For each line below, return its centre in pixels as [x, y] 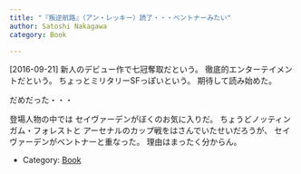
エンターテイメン [261, 70]
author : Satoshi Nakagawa [58, 26]
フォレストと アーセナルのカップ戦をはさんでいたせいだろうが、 [153, 130]
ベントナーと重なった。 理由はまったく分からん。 [149, 142]
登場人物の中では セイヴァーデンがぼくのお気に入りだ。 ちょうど [131, 120]
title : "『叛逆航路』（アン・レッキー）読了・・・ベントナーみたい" [120, 18]
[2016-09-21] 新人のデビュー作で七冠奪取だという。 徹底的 [119, 70]
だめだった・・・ [41, 100]
